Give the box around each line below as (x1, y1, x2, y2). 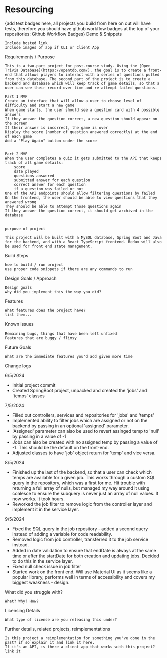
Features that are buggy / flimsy (5, 335, 77, 340)
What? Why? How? (5, 599, 39, 604)
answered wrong (5, 199, 37, 204)
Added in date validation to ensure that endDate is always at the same (12, 547, 156, 553)
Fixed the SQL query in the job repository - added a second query (12, 526, 148, 532)
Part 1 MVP (5, 94, 28, 99)
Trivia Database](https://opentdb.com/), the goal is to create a (5, 68, 146, 73)
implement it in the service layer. (12, 506, 79, 512)
